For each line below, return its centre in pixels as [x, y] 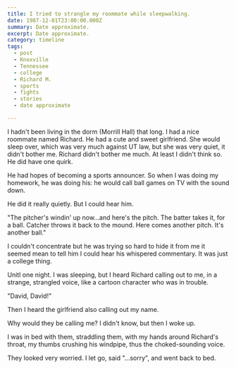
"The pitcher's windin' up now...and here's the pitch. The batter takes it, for [116, 217]
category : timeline [36, 40]
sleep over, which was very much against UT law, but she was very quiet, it [116, 146]
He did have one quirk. [40, 161]
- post [23, 54]
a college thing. [30, 261]
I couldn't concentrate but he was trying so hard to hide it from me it [106, 246]
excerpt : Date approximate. [49, 33]
